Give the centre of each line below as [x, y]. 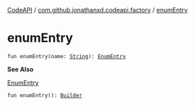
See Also [20, 69]
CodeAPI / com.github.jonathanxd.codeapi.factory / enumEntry [97, 10]
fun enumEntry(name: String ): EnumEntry [67, 56]
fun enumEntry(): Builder [45, 95]
